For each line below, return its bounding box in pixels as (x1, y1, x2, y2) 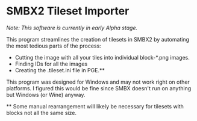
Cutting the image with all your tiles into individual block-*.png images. (14, 54, 190, 61)
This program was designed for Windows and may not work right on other (6, 78, 190, 85)
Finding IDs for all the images (14, 60, 88, 67)
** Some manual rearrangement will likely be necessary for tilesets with (6, 102, 184, 110)
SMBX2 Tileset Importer (6, 4, 130, 18)
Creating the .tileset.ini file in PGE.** (14, 66, 105, 73)
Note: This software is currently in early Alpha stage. (6, 24, 137, 31)
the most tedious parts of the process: (6, 42, 101, 49)
